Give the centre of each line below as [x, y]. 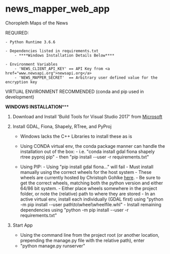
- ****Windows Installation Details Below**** [64, 55]
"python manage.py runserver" [53, 246]
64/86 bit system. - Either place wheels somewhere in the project [89, 188]
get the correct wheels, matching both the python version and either [92, 183]
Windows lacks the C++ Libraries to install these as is [76, 136]
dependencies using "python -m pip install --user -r [74, 210]
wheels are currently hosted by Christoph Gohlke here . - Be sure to [90, 177]
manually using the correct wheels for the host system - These [86, 172]
